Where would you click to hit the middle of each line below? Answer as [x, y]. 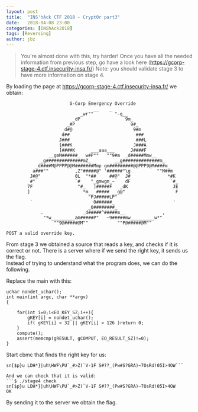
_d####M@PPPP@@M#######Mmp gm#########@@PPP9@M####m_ [103, 166]
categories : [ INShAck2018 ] [39, 28]
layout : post [22, 12]
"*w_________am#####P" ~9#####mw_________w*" [103, 218]
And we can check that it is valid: [51, 376]
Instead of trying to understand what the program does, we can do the [92, 263]
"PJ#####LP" [103, 197]
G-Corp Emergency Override [103, 104]
